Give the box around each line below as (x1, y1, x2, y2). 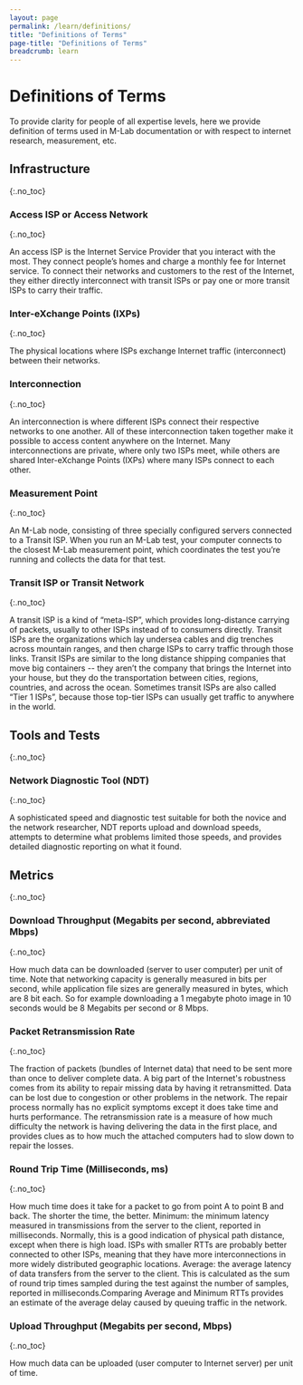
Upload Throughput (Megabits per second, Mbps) (9, 1320, 232, 1332)
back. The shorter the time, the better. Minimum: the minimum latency (9, 1211, 270, 1222)
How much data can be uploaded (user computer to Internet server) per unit (9, 1358, 294, 1369)
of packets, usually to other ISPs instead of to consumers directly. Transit (9, 625, 282, 635)
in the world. (9, 702, 56, 712)
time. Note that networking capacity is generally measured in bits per (9, 973, 267, 984)
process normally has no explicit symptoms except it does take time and (9, 1101, 279, 1112)
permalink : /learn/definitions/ (9, 22, 131, 31)
